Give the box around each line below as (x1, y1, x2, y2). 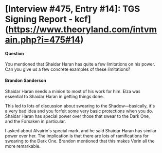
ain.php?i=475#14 (5, 34, 81, 46)
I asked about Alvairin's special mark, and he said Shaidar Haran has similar (5, 127, 157, 134)
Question (5, 50, 24, 56)
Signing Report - (5, 14, 73, 25)
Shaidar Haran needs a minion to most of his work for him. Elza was (5, 88, 141, 94)
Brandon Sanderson (5, 77, 47, 83)
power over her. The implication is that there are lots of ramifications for (5, 133, 149, 138)
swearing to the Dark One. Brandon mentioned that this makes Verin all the (5, 138, 155, 144)
